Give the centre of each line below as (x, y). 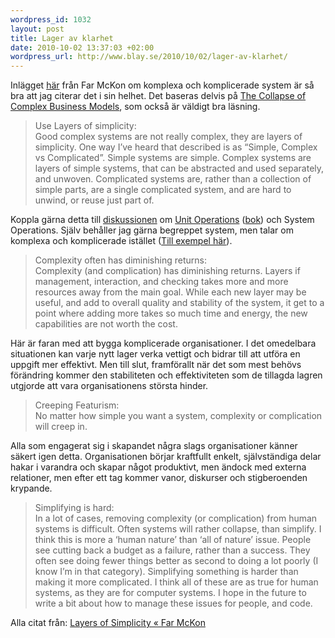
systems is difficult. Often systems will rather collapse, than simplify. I (178, 529)
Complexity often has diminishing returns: (120, 260)
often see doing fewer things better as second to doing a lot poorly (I (176, 561)
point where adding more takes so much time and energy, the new (171, 313)
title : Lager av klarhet (62, 38)
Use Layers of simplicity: (85, 126)
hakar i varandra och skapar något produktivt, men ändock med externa (158, 467)
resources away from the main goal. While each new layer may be (170, 292)
